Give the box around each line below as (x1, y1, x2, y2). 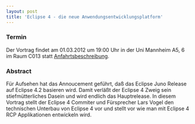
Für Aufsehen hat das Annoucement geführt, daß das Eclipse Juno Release (6, 80, 187, 87)
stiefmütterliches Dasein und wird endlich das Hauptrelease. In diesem (6, 93, 176, 100)
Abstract (6, 67, 32, 75)
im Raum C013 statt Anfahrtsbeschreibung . (6, 52, 110, 59)
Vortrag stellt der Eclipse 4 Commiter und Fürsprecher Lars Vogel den (6, 99, 174, 106)
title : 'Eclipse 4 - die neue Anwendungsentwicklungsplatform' (6, 14, 163, 20)
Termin (6, 33, 27, 41)
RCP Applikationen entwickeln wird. (6, 111, 92, 118)
